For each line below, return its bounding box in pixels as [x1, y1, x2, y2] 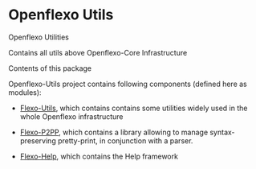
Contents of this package [8, 63, 92, 73]
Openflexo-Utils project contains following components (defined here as [8, 79, 247, 89]
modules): [8, 87, 42, 97]
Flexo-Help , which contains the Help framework [19, 151, 179, 161]
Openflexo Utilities [8, 32, 70, 42]
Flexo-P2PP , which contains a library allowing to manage [19, 127, 209, 137]
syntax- [209, 127, 235, 137]
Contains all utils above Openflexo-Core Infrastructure [8, 47, 188, 57]
